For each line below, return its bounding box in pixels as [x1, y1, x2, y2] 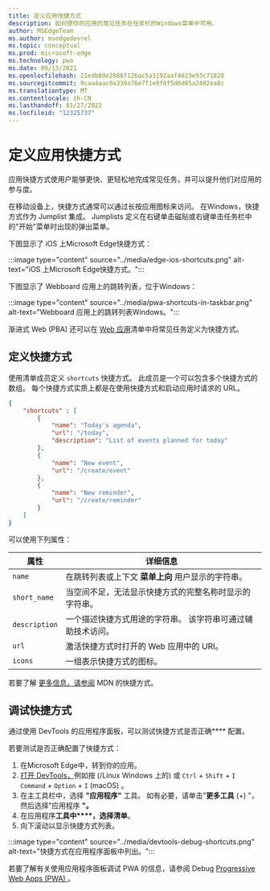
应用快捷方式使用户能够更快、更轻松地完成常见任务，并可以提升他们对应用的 [8, 174, 262, 184]
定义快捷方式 [8, 350, 72, 364]
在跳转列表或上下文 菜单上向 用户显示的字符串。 [65, 571, 247, 582]
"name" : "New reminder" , [51, 489, 135, 497]
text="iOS [8, 264, 41, 274]
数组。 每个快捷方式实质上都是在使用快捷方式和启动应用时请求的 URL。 [8, 383, 245, 393]
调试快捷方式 [8, 703, 72, 717]
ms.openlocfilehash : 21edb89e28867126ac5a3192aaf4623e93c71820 [8, 72, 225, 80]
